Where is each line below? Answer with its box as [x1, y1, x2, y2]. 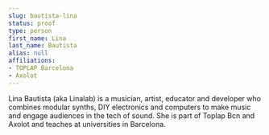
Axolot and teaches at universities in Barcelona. [8, 119, 167, 129]
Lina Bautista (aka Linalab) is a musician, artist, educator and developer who [8, 93, 262, 103]
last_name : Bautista [8, 42, 78, 50]
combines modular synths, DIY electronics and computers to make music [8, 102, 251, 112]
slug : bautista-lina [8, 11, 78, 20]
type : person [8, 27, 52, 35]
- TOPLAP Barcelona [8, 64, 74, 72]
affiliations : [8, 57, 56, 65]
